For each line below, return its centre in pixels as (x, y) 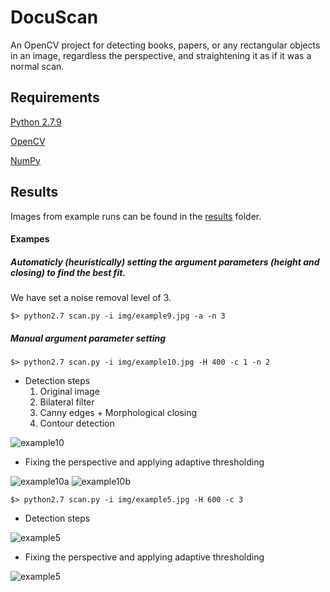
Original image (69, 392)
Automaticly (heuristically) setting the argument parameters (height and (165, 262)
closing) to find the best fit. (68, 272)
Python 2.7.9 (36, 122)
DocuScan (54, 17)
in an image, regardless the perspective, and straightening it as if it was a (161, 55)
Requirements (55, 97)
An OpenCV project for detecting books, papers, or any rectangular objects (165, 45)
